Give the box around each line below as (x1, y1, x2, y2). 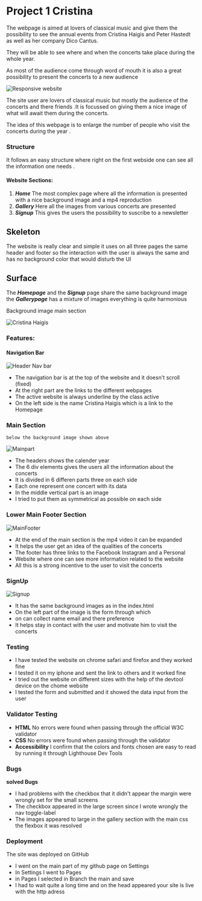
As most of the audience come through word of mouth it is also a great (6, 66, 182, 74)
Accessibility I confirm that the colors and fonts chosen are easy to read (14, 743, 197, 750)
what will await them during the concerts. (6, 109, 109, 116)
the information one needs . (6, 163, 75, 170)
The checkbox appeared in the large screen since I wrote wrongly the (14, 803, 188, 810)
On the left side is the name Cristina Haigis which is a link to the (14, 400, 173, 407)
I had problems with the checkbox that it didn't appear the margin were (14, 789, 192, 797)
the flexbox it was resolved (14, 822, 83, 829)
